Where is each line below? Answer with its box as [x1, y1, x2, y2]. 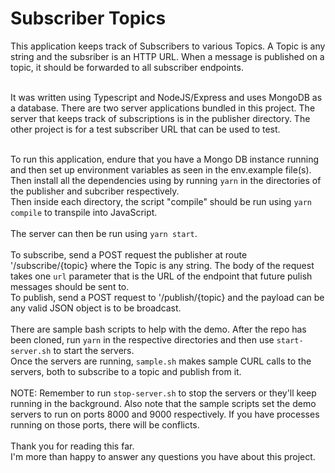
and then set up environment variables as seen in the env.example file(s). [10, 163, 312, 176]
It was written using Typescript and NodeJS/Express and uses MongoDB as [10, 91, 323, 103]
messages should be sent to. [10, 280, 130, 292]
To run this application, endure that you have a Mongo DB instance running [10, 153, 319, 165]
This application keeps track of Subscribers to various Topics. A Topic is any [10, 40, 326, 52]
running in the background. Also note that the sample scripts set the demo [10, 397, 317, 409]
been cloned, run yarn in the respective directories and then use [10, 333, 275, 346]
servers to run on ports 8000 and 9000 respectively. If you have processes [10, 408, 320, 420]
